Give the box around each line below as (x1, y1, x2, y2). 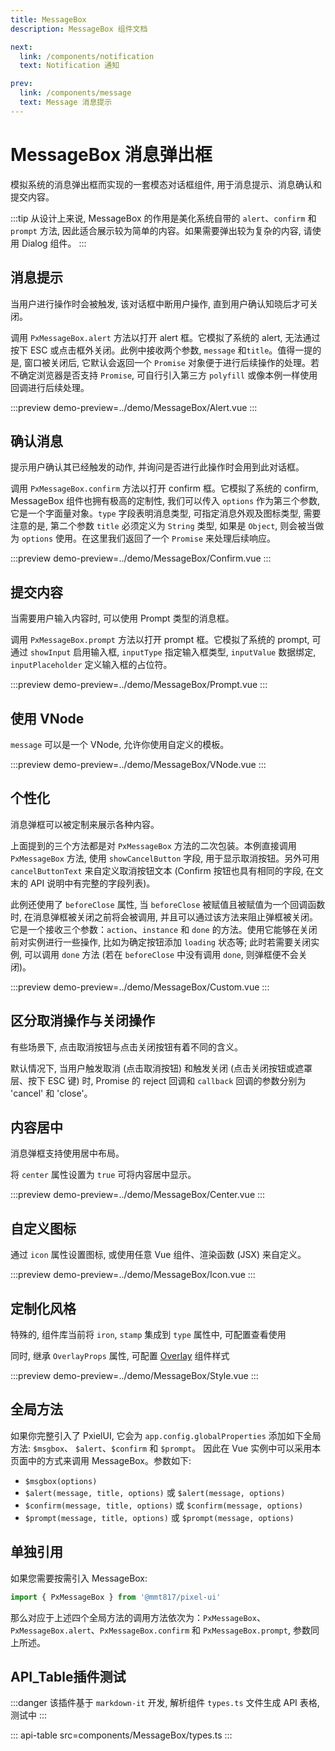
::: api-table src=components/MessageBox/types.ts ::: (10, 1729, 233, 1741)
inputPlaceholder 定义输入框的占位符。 (10, 659, 173, 671)
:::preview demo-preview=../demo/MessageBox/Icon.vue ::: (10, 1269, 256, 1281)
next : (10, 42, 33, 52)
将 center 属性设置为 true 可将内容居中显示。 (10, 1169, 197, 1181)
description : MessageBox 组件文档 (10, 24, 148, 34)
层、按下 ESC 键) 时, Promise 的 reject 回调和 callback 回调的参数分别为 (10, 1074, 307, 1086)
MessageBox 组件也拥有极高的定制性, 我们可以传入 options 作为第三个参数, (10, 495, 321, 507)
